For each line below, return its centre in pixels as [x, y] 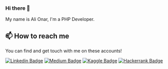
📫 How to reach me [37, 36]
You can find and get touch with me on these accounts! [64, 51]
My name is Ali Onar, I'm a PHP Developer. [50, 19]
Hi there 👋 [18, 8]
